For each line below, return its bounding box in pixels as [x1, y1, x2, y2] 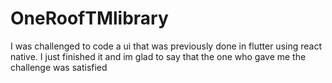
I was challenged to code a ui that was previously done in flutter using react [10, 40, 322, 52]
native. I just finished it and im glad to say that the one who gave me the [10, 50, 307, 62]
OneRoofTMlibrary [10, 7, 169, 30]
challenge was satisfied [10, 61, 108, 73]
